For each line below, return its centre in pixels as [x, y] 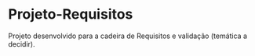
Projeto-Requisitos [71, 14]
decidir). [22, 44]
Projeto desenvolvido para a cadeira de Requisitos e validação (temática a [128, 36]
